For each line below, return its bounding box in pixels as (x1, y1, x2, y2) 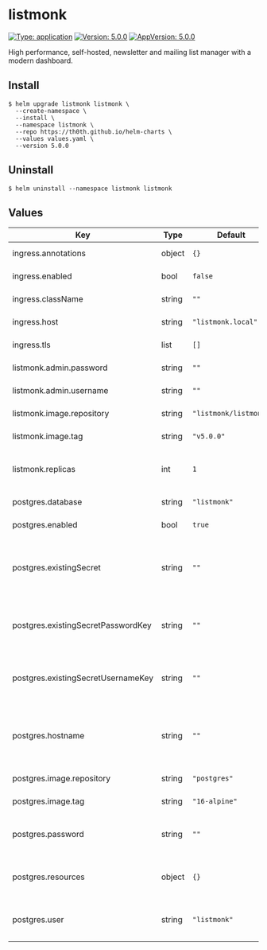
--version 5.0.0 (15, 142, 69, 150)
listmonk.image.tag (12, 431, 83, 442)
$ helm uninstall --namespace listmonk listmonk (8, 185, 172, 193)
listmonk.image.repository (12, 408, 110, 419)
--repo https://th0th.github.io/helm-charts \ (15, 127, 172, 136)
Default (217, 229, 246, 240)
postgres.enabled (12, 520, 78, 531)
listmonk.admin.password (12, 362, 108, 373)
